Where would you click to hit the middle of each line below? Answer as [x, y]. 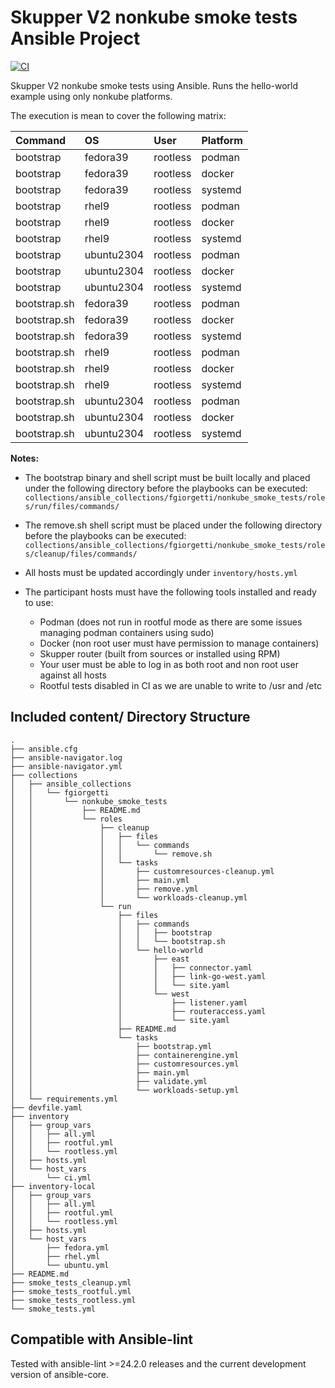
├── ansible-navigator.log [66, 757]
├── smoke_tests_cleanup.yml [71, 1282]
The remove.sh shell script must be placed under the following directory [173, 525]
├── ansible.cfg [44, 749]
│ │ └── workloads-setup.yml [125, 1090]
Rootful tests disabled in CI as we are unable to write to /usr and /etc [180, 685]
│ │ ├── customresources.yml [125, 1064]
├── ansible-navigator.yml [66, 766]
